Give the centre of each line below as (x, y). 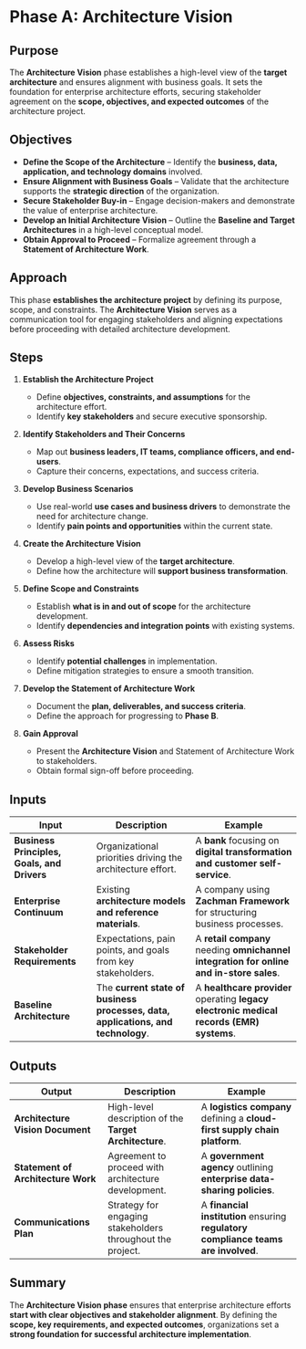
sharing (218, 1190)
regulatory (224, 1228)
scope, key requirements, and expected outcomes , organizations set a (144, 1324)
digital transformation (244, 852)
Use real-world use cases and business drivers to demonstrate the (163, 507)
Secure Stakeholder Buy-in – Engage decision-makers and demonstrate (159, 200)
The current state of (140, 988)
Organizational (127, 846)
